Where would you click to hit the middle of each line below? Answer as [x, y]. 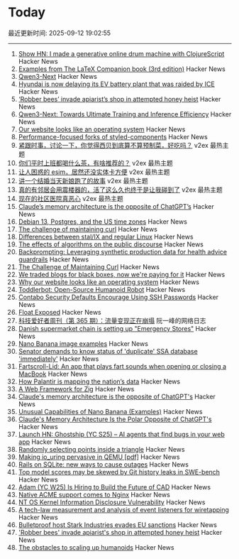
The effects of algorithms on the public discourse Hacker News [111, 244]
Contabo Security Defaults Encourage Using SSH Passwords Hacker [118, 297]
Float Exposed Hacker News [60, 312]
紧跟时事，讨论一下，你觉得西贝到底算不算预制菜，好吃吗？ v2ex [113, 145]
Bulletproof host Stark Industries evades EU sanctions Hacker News [117, 525]
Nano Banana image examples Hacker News [83, 343]
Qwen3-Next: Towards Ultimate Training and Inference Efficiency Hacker [125, 114]
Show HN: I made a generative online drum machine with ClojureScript [121, 53]
